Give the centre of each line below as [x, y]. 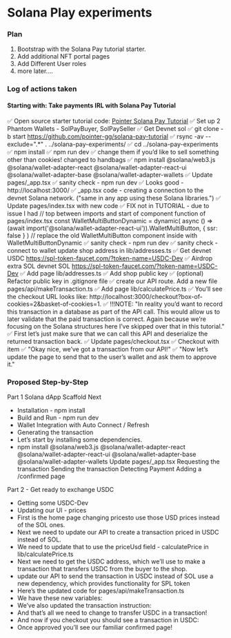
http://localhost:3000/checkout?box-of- [146, 296]
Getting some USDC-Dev [52, 503]
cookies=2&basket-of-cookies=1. [54, 304]
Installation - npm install [51, 410]
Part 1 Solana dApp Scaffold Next [54, 397]
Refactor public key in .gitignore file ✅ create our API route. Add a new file [112, 281]
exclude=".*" [25, 144]
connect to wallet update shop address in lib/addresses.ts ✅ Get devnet [109, 250]
